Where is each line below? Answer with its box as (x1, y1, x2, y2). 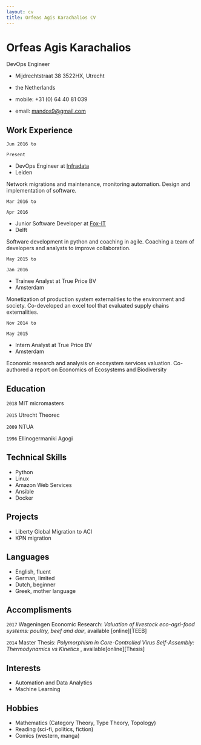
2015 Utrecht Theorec (6, 411, 60, 419)
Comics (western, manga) (15, 732, 80, 739)
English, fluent (15, 568, 51, 575)
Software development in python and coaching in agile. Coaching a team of (6, 238, 195, 245)
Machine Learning (15, 686, 61, 693)
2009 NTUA (6, 423, 34, 431)
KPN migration (15, 534, 51, 541)
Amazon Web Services (15, 481, 72, 488)
